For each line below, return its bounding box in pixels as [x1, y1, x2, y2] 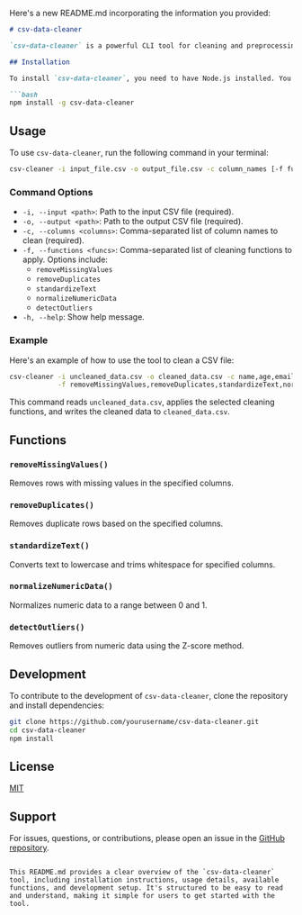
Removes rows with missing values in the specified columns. [9, 477, 234, 488]
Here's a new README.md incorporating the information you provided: [9, 8, 271, 18]
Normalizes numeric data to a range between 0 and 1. [9, 599, 209, 611]
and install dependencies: [9, 700, 105, 711]
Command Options [9, 186, 93, 198]
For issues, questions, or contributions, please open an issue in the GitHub [9, 833, 285, 844]
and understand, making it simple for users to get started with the [9, 892, 276, 901]
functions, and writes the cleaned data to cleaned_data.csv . [9, 406, 231, 417]
